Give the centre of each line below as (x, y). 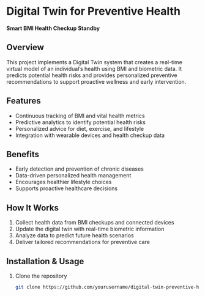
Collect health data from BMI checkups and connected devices (95, 223)
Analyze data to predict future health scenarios (74, 235)
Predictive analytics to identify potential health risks (80, 122)
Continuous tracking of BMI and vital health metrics (80, 116)
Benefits (23, 154)
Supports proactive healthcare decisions (66, 188)
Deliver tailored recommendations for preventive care (82, 242)
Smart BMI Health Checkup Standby (53, 28)
